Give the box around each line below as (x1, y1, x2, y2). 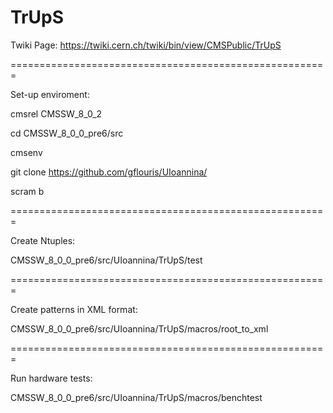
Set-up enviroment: (10, 88, 90, 100)
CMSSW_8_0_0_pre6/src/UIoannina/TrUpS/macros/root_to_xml (10, 322, 269, 335)
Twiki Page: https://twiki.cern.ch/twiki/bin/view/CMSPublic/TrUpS (10, 39, 282, 51)
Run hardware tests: (10, 372, 93, 384)
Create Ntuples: (10, 234, 76, 246)
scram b (10, 185, 45, 197)
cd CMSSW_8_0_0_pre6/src (10, 127, 124, 139)
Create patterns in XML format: (10, 303, 138, 315)
